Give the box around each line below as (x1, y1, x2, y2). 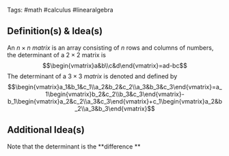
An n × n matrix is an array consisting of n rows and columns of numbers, (7, 44, 214, 52)
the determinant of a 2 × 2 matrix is (7, 50, 106, 59)
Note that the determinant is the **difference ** (7, 142, 141, 151)
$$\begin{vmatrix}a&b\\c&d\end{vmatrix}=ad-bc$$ (42, 61, 188, 69)
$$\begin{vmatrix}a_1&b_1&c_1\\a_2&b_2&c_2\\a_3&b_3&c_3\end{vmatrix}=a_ (8, 82, 222, 91)
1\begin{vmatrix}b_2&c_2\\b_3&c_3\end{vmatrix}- (45, 90, 185, 98)
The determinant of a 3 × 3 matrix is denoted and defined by (7, 72, 178, 80)
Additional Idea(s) (7, 124, 85, 136)
